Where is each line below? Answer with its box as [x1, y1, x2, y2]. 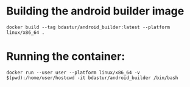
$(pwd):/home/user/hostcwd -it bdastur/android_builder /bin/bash [6, 74, 178, 81]
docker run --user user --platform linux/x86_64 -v [6, 69, 140, 76]
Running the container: [6, 50, 125, 63]
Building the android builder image [6, 4, 185, 18]
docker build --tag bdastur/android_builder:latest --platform [6, 24, 171, 30]
